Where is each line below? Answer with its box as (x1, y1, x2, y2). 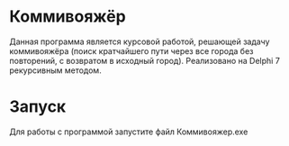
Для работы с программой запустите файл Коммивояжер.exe (9, 126, 248, 137)
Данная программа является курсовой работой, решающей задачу (9, 36, 270, 47)
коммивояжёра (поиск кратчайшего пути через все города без (9, 45, 254, 56)
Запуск (9, 96, 67, 117)
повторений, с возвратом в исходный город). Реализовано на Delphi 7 (9, 55, 281, 66)
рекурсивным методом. (9, 65, 102, 76)
